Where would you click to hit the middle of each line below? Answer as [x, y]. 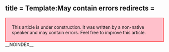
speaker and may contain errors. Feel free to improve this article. [79, 32]
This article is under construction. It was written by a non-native [78, 27]
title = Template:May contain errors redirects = [80, 8]
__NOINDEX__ [19, 44]
